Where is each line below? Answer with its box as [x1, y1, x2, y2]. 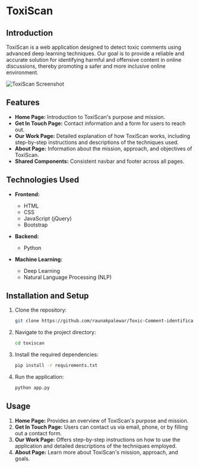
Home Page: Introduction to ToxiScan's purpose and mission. [14, 113, 166, 120]
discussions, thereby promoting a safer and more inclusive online [6, 62, 166, 70]
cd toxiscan [14, 340, 45, 346]
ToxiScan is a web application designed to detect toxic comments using [6, 43, 182, 51]
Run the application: [14, 373, 64, 381]
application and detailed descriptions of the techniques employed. [14, 442, 177, 450]
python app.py [14, 385, 50, 391]
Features [6, 98, 40, 108]
